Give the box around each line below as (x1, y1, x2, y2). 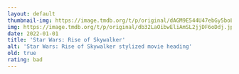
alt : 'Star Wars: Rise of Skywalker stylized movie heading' (7, 43, 193, 50)
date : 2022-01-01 (7, 30, 59, 37)
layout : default (7, 10, 55, 18)
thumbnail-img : (7, 17, 53, 24)
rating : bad (7, 56, 43, 63)
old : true (7, 50, 37, 57)
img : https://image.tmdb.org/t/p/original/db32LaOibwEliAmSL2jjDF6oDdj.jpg (7, 23, 237, 30)
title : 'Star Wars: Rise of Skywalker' (7, 37, 126, 44)
